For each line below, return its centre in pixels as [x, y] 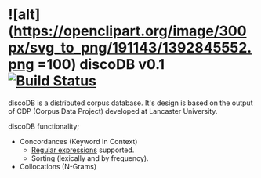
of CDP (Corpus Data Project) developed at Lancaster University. [113, 111]
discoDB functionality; [44, 126]
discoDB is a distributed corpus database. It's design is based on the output [130, 103]
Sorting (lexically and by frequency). [90, 158]
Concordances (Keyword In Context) [78, 141]
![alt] [24, 15]
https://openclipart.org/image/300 [130, 31]
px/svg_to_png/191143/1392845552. [130, 48]
